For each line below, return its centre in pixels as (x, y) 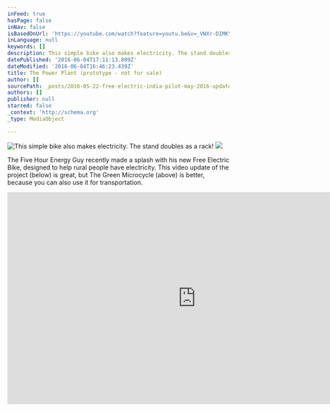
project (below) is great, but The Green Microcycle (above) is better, (106, 174)
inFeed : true (26, 14)
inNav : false (26, 27)
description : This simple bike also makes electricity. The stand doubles (120, 54)
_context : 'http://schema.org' (53, 112)
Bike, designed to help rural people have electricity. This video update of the (118, 167)
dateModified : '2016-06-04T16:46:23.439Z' (71, 66)
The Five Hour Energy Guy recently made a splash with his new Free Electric (118, 160)
